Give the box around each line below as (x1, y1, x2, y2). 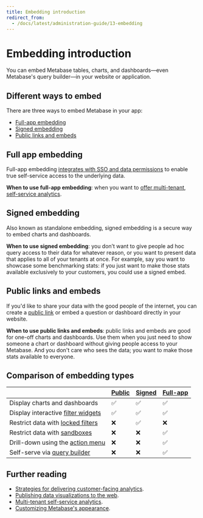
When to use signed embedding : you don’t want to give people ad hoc (6, 242, 184, 250)
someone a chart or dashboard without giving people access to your (6, 339, 178, 347)
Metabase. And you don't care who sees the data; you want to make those (6, 346, 193, 353)
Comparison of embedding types (6, 370, 134, 381)
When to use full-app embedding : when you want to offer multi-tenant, (6, 183, 187, 191)
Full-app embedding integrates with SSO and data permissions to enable (6, 165, 188, 172)
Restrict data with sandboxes (9, 428, 92, 437)
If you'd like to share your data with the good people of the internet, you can (6, 302, 198, 310)
